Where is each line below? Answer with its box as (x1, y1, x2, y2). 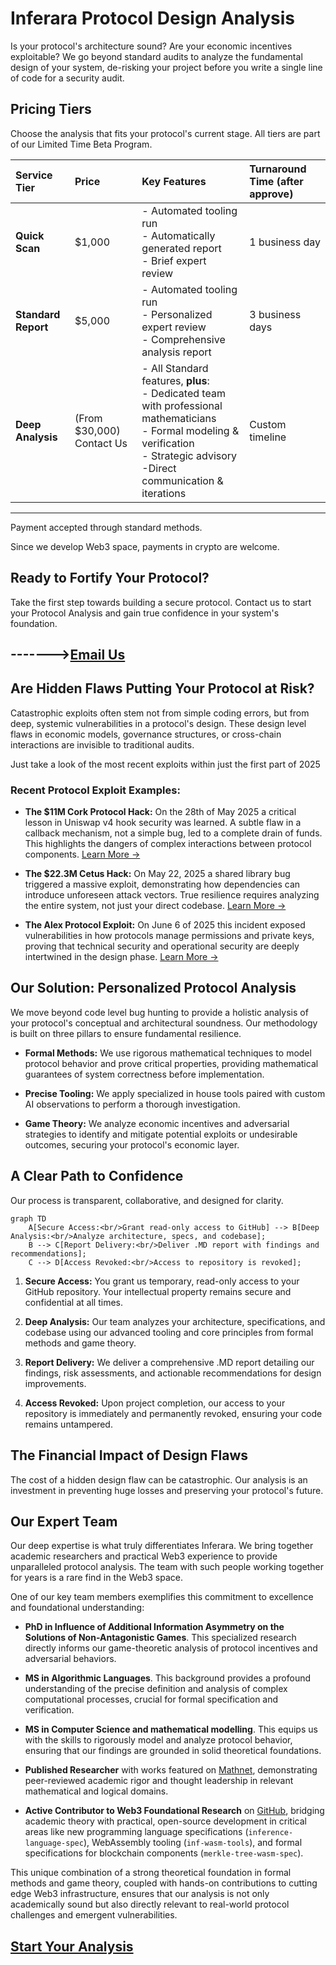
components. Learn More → (24, 848, 141, 861)
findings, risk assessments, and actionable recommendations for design (24, 1367, 322, 1379)
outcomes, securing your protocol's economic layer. (24, 1138, 240, 1151)
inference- (248, 1828, 294, 1838)
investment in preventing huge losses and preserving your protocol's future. (10, 1484, 324, 1496)
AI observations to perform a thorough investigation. (24, 1098, 241, 1110)
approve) (249, 187, 294, 201)
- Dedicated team (141, 386, 226, 400)
